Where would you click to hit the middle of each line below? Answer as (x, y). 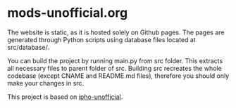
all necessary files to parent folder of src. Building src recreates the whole (114, 68)
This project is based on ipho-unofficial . (65, 97)
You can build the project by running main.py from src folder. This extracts (115, 60)
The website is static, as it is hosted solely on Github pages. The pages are (116, 32)
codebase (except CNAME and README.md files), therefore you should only (118, 76)
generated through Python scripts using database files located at (101, 39)
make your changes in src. (46, 83)
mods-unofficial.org (68, 13)
